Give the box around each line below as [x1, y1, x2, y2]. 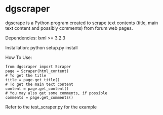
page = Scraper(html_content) [5, 69, 69, 74]
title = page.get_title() [5, 77, 60, 82]
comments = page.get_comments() [5, 95, 73, 100]
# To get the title [5, 73, 47, 78]
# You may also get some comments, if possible [5, 90, 108, 96]
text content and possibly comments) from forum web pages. [5, 25, 133, 31]
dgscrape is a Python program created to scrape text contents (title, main [5, 20, 158, 26]
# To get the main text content [5, 82, 73, 87]
